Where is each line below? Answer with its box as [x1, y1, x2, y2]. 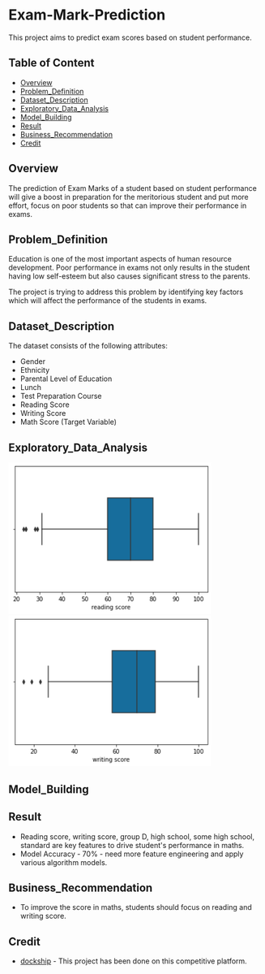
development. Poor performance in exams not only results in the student [8, 262, 250, 273]
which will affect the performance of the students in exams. [8, 296, 207, 305]
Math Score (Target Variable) [19, 417, 118, 427]
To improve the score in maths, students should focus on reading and [19, 903, 253, 912]
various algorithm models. [19, 857, 108, 867]
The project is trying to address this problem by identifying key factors [8, 287, 244, 297]
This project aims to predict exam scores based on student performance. [8, 32, 253, 42]
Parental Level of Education [19, 374, 113, 383]
